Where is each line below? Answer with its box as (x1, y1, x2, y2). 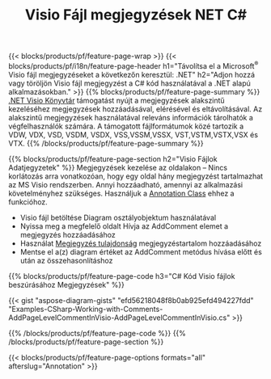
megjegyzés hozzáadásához (19, 230, 116, 239)
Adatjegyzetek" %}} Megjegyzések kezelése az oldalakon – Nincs (8, 162, 228, 172)
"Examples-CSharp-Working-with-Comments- (8, 304, 163, 314)
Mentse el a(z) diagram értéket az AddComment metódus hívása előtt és (19, 246, 263, 256)
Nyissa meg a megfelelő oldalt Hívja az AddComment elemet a (19, 221, 229, 231)
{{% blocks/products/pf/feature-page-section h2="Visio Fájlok (8, 154, 218, 163)
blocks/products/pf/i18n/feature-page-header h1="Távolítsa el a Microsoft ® (8, 60, 259, 70)
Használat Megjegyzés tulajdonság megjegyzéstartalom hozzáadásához (19, 238, 262, 248)
